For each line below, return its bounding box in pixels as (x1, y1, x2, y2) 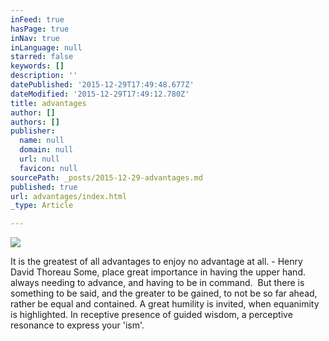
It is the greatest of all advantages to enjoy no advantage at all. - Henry (10, 256, 303, 268)
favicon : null (19, 163, 78, 173)
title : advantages (10, 98, 87, 108)
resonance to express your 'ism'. (10, 319, 145, 331)
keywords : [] (10, 61, 65, 71)
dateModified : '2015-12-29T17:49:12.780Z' (10, 89, 190, 99)
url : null (19, 154, 60, 164)
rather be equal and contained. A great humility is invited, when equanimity (10, 298, 320, 310)
